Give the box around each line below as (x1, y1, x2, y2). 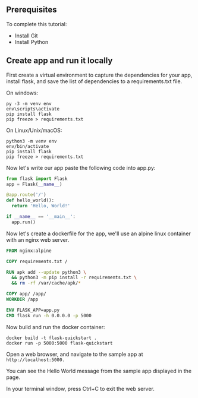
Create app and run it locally (6, 56, 113, 66)
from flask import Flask (6, 175, 68, 182)
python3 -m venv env (6, 138, 58, 144)
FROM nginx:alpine (6, 248, 52, 254)
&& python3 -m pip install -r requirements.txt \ (11, 274, 137, 281)
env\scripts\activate (6, 106, 60, 112)
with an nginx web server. (6, 236, 70, 243)
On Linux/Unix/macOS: (6, 127, 62, 134)
